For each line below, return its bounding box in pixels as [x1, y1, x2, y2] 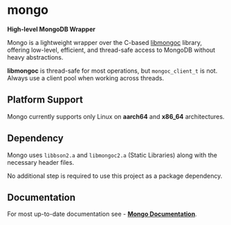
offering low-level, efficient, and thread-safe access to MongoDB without [7, 46, 216, 54]
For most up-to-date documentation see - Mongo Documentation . [7, 210, 197, 218]
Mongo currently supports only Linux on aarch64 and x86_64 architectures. [7, 112, 225, 120]
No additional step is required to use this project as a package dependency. [7, 172, 223, 180]
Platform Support [7, 94, 83, 106]
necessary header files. [7, 158, 75, 166]
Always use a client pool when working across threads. [7, 73, 165, 82]
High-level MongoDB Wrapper [7, 25, 95, 33]
